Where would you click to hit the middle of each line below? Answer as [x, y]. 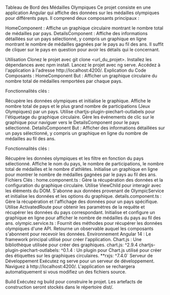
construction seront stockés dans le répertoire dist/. [59, 287]
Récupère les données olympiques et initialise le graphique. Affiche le [78, 101]
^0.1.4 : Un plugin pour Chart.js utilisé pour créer [111, 250]
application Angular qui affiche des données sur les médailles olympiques [82, 13]
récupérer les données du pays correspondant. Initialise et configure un [80, 212]
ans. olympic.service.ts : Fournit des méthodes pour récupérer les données [84, 223]
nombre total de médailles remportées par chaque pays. [64, 81]
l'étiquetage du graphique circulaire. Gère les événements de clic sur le [80, 117]
